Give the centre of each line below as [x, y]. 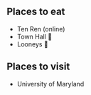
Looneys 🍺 [33, 44]
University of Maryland [50, 84]
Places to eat [36, 12]
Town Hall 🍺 [34, 36]
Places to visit [38, 67]
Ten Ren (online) [41, 29]
